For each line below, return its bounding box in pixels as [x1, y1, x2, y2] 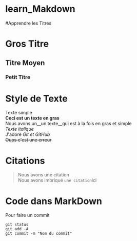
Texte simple [5, 110, 32, 116]
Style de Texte [5, 93, 68, 104]
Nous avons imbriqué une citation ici [17, 177, 97, 184]
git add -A [5, 227, 29, 232]
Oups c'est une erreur [5, 137, 52, 143]
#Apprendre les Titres [5, 20, 52, 26]
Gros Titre [5, 38, 49, 50]
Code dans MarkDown [5, 195, 103, 207]
